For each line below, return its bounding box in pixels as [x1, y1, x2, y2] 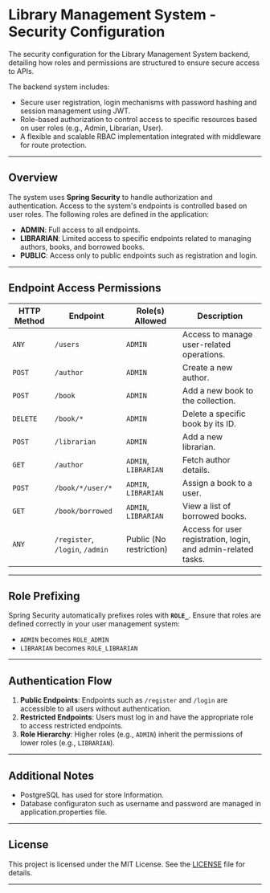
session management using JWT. [19, 106, 131, 116]
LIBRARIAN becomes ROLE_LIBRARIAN [19, 643, 138, 653]
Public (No [125, 533, 166, 544]
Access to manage [182, 328, 253, 340]
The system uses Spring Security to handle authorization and [8, 192, 213, 202]
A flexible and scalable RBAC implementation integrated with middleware [19, 131, 261, 141]
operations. [182, 349, 226, 360]
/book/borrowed [55, 506, 112, 516]
